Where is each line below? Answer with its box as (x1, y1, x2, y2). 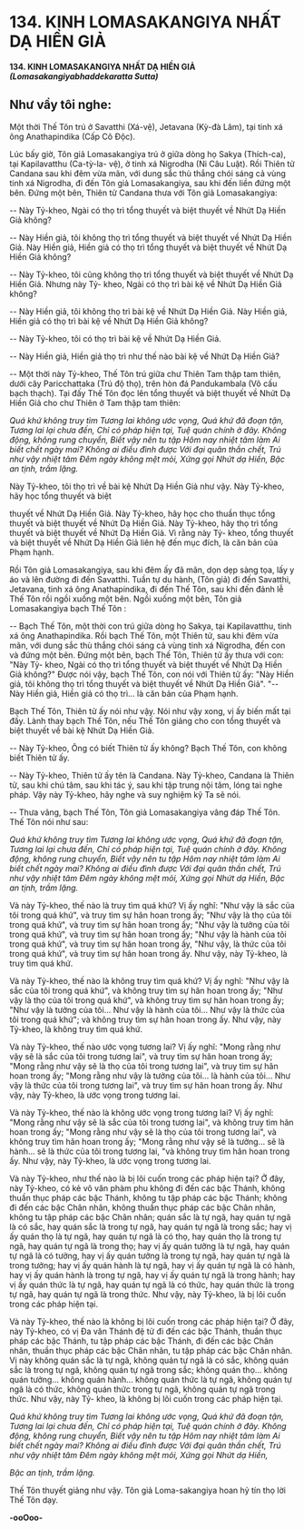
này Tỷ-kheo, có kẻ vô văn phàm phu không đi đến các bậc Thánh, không (9, 1182, 286, 1193)
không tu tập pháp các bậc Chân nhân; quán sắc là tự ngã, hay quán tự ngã (9, 1211, 291, 1222)
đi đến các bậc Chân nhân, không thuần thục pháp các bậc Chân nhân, (9, 1202, 277, 1213)
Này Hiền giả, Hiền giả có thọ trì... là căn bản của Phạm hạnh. (9, 688, 239, 699)
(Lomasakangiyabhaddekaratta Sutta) (9, 71, 159, 82)
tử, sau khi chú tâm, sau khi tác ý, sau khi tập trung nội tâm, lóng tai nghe (9, 780, 283, 790)
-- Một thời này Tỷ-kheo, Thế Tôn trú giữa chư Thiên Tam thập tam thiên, (9, 368, 281, 379)
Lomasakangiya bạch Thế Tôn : (9, 602, 127, 613)
